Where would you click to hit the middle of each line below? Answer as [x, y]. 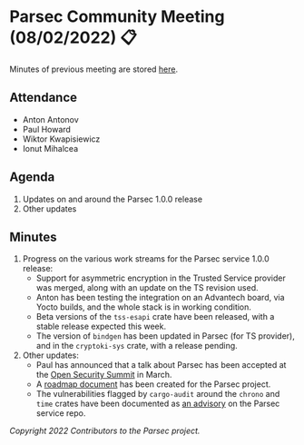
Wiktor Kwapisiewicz [61, 139]
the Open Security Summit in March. [104, 375]
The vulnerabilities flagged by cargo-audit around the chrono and [158, 394]
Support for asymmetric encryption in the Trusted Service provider [161, 278]
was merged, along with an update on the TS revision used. [147, 288]
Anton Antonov [50, 119]
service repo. [61, 413]
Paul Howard [46, 129]
